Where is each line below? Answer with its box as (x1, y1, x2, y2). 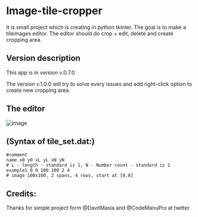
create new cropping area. (6, 87, 71, 94)
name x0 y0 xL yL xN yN (6, 157, 65, 163)
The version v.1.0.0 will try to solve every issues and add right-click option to (6, 80, 193, 87)
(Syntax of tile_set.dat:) (6, 136, 95, 146)
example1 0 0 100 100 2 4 (6, 167, 70, 173)
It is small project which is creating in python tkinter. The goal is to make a (6, 24, 186, 31)
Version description (6, 53, 81, 63)
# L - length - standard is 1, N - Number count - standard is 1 (6, 162, 170, 169)
